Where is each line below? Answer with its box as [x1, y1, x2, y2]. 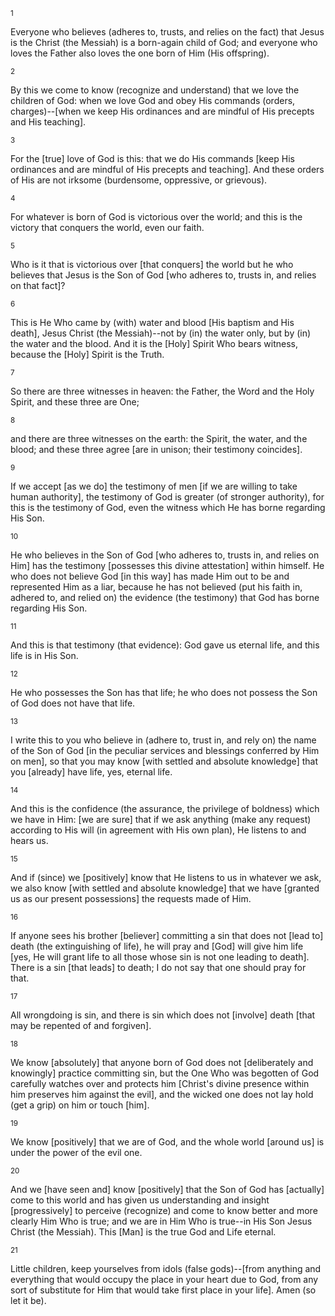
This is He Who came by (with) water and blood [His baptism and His [10, 317, 295, 328]
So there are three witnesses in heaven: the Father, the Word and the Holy [10, 385, 315, 397]
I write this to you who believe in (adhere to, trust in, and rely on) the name [10, 734, 317, 746]
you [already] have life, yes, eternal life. [10, 766, 173, 778]
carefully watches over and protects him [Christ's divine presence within [10, 1078, 310, 1089]
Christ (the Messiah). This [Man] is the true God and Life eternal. [10, 1226, 277, 1238]
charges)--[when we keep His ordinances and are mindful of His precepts [10, 105, 315, 117]
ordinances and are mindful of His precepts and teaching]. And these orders [10, 164, 325, 175]
